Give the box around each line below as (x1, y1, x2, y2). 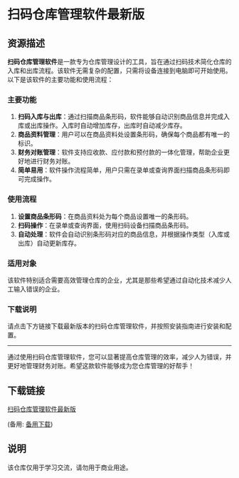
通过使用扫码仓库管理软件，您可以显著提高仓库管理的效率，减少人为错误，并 (7, 352, 232, 361)
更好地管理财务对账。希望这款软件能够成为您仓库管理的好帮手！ (7, 362, 194, 370)
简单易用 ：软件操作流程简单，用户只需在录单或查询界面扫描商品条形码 (17, 166, 224, 175)
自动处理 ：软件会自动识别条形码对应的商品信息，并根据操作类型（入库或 (17, 230, 230, 238)
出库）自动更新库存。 (17, 238, 80, 247)
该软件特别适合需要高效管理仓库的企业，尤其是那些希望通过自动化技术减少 (7, 275, 225, 284)
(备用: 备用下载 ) (7, 420, 53, 428)
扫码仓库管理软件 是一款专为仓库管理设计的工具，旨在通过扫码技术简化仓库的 (7, 58, 232, 66)
